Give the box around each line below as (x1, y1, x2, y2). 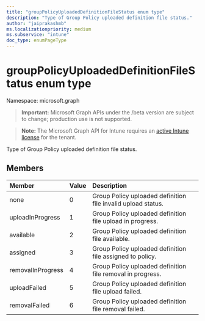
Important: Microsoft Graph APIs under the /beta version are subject (21, 108, 194, 116)
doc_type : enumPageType (6, 37, 67, 43)
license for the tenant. (21, 133, 77, 141)
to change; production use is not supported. (21, 115, 132, 122)
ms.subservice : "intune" (6, 32, 70, 38)
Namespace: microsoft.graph (6, 97, 80, 104)
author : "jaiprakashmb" (6, 20, 67, 26)
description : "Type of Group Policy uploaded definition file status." (6, 15, 192, 21)
